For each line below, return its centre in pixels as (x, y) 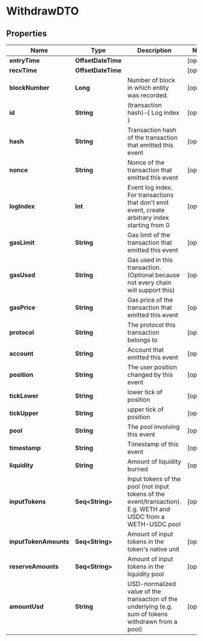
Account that (146, 350)
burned (137, 469)
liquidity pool (146, 574)
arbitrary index (148, 217)
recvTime (23, 70)
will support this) (151, 290)
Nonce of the (146, 163)
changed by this (150, 375)
